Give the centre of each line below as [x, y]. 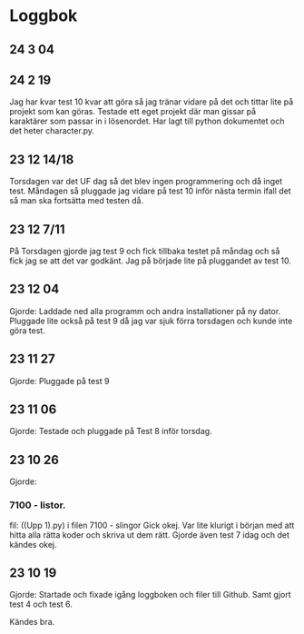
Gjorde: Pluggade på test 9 [59, 381]
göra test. [27, 330]
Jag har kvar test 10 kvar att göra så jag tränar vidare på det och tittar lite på [152, 102]
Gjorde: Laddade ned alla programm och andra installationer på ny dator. [145, 311]
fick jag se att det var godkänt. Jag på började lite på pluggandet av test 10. [151, 261]
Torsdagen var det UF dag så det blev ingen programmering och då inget [146, 182]
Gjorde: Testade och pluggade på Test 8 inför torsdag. [111, 431]
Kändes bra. [32, 622]
